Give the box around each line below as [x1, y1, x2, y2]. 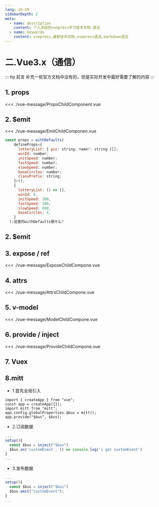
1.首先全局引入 [12, 388, 41, 393]
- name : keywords [9, 30, 45, 35]
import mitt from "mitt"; [5, 406, 57, 411]
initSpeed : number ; [18, 156, 57, 161]
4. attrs [5, 276, 28, 285]
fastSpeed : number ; [18, 160, 57, 165]
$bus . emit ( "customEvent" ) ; [9, 488, 64, 494]
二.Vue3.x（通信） [5, 57, 81, 68]
